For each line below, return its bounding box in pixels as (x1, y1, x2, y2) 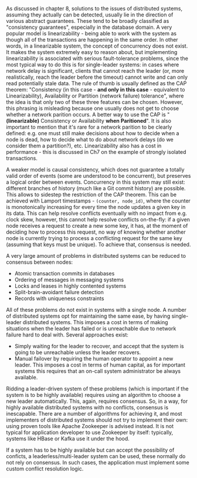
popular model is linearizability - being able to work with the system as (6, 30, 177, 37)
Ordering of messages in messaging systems (14, 276, 124, 283)
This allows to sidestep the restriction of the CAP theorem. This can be (6, 191, 177, 198)
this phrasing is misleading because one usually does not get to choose (6, 105, 179, 112)
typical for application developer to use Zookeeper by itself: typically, (6, 429, 174, 436)
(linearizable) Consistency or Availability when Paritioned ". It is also (6, 117, 172, 124)
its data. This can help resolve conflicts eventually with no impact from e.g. (6, 210, 188, 217)
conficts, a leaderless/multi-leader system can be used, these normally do (6, 453, 186, 460)
